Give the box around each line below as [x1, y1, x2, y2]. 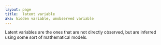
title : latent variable [5, 12, 55, 16]
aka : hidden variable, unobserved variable [5, 16, 94, 21]
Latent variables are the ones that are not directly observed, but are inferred [5, 30, 157, 35]
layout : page [5, 7, 31, 12]
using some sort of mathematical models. [5, 34, 88, 40]
